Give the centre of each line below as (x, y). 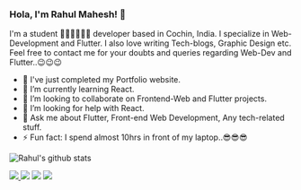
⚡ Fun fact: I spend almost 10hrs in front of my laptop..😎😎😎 (135, 137)
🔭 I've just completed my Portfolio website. (102, 80)
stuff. (32, 127)
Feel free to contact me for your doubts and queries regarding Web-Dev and (150, 53)
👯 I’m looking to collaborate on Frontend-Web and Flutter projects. (145, 99)
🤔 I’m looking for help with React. (84, 108)
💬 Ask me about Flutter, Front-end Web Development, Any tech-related (153, 118)
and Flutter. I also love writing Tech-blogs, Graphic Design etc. (176, 43)
